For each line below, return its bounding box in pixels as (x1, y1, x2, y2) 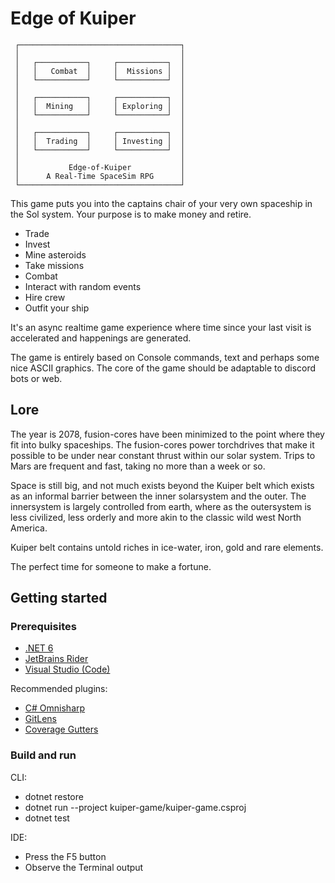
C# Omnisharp (24, 702, 86, 714)
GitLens (24, 713, 57, 725)
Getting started (10, 590, 108, 607)
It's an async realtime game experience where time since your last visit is (10, 321, 312, 333)
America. (10, 522, 48, 534)
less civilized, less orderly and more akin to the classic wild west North (10, 511, 302, 523)
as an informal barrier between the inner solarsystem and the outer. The (10, 490, 307, 502)
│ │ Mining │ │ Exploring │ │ (14, 101, 186, 111)
